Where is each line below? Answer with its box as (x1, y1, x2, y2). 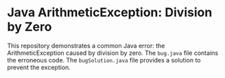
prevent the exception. (7, 63, 71, 71)
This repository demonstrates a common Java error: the (7, 41, 165, 50)
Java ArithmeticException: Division (7, 5, 213, 20)
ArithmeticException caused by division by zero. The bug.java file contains (7, 49, 218, 57)
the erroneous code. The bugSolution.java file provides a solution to (7, 56, 201, 64)
